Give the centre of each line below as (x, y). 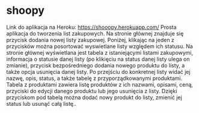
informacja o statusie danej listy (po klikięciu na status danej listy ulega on (98, 59)
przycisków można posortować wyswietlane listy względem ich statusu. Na (100, 46)
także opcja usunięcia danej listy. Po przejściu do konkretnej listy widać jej (98, 72)
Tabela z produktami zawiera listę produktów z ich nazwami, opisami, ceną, (100, 84)
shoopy (26, 11)
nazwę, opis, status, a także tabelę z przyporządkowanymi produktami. (94, 78)
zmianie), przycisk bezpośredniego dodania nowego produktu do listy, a (96, 65)
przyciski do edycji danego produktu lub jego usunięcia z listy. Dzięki (92, 91)
